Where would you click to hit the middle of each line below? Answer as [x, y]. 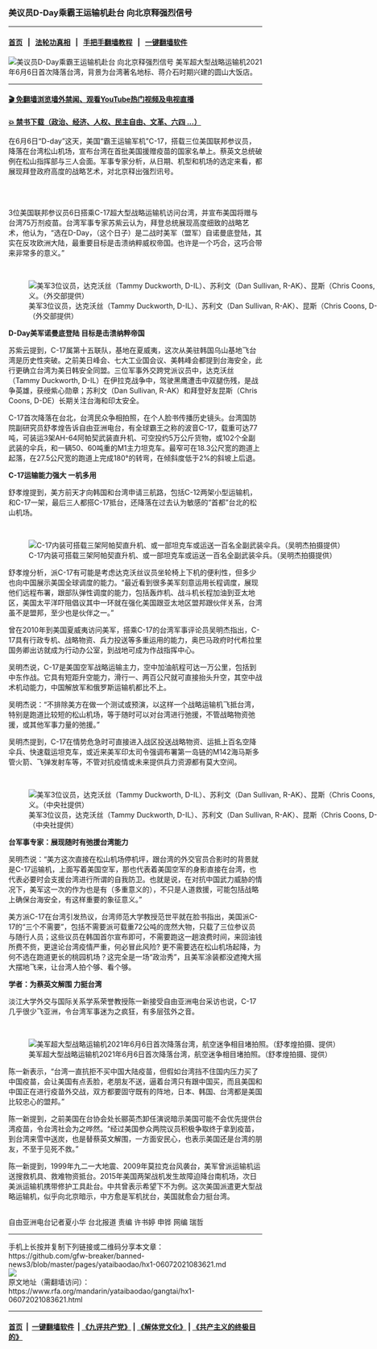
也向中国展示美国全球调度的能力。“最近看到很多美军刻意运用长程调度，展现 [134, 583]
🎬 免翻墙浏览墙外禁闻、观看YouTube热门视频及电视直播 [101, 99]
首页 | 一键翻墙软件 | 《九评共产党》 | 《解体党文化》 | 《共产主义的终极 [129, 1326]
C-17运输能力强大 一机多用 [52, 475]
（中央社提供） [53, 825]
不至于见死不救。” [50, 1149]
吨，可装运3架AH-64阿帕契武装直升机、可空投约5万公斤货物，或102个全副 [132, 438]
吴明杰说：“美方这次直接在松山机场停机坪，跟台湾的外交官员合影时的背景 [130, 860]
